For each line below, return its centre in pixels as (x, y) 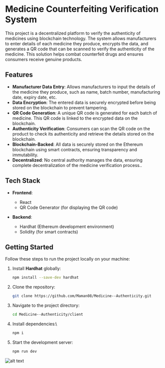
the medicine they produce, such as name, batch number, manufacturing (86, 92)
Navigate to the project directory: (46, 305)
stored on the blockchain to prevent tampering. (60, 107)
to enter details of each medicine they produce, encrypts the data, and (77, 43)
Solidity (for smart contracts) (49, 232)
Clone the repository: (34, 287)
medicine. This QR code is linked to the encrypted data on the (75, 118)
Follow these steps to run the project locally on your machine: (68, 259)
